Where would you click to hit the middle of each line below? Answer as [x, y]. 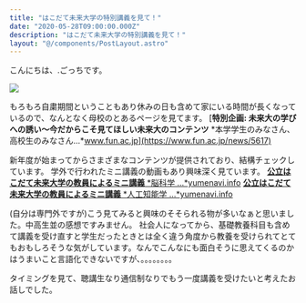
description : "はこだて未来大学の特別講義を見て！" [98, 35]
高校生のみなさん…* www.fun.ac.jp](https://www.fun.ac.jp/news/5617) [140, 141]
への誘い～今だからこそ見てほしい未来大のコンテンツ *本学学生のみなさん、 [152, 129]
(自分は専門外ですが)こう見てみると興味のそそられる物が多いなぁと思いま [148, 214]
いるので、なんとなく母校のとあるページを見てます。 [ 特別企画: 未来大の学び [153, 118]
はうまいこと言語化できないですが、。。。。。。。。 [93, 259]
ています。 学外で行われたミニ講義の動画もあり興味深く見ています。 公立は [150, 172]
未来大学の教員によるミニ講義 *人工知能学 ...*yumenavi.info [122, 194]
